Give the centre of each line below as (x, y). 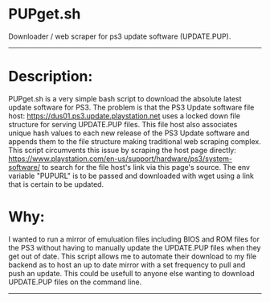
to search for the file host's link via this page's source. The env (146, 167)
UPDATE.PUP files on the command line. (75, 282)
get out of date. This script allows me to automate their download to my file (133, 256)
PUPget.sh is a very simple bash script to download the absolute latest (125, 98)
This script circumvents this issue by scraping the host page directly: (123, 150)
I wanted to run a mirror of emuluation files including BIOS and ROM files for (134, 239)
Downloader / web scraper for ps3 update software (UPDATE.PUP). (120, 36)
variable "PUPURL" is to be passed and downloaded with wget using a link (131, 176)
